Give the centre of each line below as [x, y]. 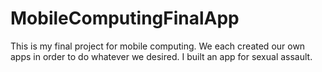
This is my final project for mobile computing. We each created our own [158, 46]
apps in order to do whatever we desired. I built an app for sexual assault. [161, 56]
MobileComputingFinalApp [125, 18]
